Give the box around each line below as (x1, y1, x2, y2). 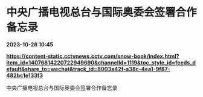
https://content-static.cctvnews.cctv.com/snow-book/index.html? (6, 52, 179, 60)
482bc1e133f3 (6, 72, 43, 79)
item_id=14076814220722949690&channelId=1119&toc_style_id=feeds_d (6, 58, 196, 66)
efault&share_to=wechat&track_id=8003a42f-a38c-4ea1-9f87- (6, 65, 170, 72)
